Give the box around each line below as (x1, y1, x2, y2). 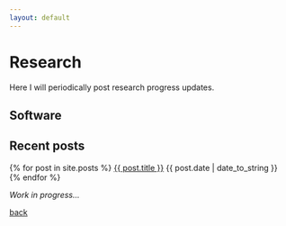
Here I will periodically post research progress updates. (9, 82, 215, 93)
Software (9, 107, 62, 122)
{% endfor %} (9, 172, 61, 183)
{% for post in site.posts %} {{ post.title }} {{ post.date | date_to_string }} (9, 162, 279, 173)
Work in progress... (9, 189, 80, 200)
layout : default (9, 13, 70, 23)
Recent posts (9, 139, 85, 154)
